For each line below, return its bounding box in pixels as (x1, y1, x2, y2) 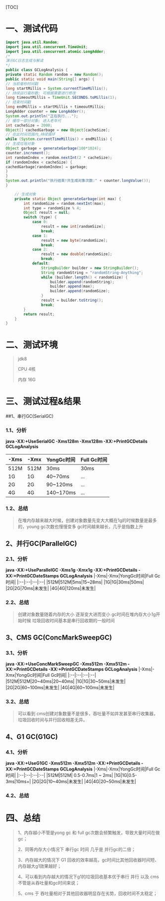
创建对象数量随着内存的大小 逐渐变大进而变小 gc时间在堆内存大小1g (17, 611, 156, 617)
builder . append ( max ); (50, 284, 95, 289)
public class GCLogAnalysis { (5, 67, 68, 72)
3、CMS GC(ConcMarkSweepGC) (5, 634, 112, 642)
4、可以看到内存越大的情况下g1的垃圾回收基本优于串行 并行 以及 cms (17, 874, 159, 880)
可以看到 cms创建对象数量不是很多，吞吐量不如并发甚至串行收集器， (17, 710, 158, 716)
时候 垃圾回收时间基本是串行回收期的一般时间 (22, 617, 115, 623)
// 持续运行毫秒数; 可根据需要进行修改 (5, 90, 76, 96)
